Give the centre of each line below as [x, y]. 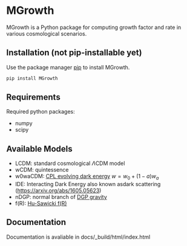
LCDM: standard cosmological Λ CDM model [70, 163]
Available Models [39, 149]
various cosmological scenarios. [47, 33]
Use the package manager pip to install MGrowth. [68, 67]
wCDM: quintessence [42, 170]
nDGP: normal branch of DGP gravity [61, 197]
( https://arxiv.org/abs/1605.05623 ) [58, 190]
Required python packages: [41, 112]
